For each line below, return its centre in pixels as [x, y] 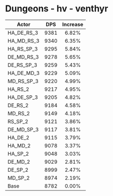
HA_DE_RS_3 [23, 33]
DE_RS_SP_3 [23, 65]
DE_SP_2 [18, 170]
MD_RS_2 [19, 113]
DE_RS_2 [18, 105]
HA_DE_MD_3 [24, 73]
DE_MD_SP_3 [23, 130]
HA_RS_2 [18, 89]
